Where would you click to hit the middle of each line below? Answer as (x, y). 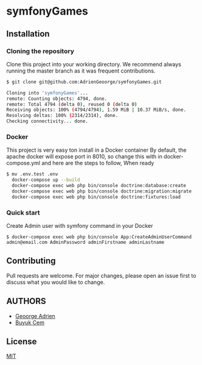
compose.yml (23, 163)
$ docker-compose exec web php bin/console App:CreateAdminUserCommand (99, 237)
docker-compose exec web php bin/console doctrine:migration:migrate (102, 191)
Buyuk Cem (30, 322)
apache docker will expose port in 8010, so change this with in (84, 157)
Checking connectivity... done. (47, 121)
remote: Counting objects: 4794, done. (57, 99)
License (22, 342)
